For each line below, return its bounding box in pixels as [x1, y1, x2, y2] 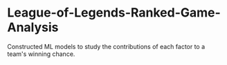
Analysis [7, 19, 59, 35]
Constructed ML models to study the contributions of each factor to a [7, 42, 206, 50]
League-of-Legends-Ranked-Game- [7, 5, 221, 21]
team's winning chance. [7, 50, 75, 58]
